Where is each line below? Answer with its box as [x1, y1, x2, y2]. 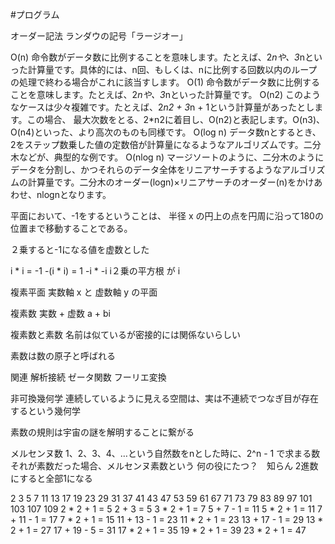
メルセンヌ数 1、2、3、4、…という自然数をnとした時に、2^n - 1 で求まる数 [10, 448, 321, 459]
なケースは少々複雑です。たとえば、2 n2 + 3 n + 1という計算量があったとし [10, 101, 315, 113]
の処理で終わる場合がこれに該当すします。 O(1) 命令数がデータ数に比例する [10, 76, 321, 88]
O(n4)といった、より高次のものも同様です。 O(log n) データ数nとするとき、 [10, 126, 322, 138]
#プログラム [10, 9, 60, 20]
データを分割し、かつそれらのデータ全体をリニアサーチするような [10, 164, 282, 175]
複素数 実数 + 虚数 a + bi [10, 308, 111, 319]
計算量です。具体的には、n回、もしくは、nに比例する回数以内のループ [27, 64, 318, 75]
